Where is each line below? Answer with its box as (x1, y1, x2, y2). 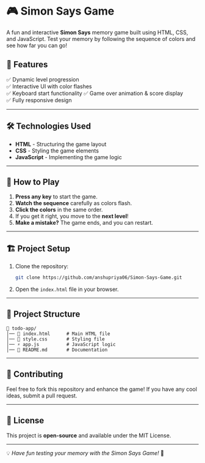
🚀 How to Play (6, 176, 60, 187)
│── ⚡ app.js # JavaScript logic (6, 341, 116, 347)
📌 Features (6, 59, 48, 70)
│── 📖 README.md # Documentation (6, 347, 108, 353)
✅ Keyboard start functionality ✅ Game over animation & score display (6, 89, 184, 97)
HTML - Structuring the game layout (15, 140, 107, 148)
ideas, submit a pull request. (6, 392, 77, 399)
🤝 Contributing (6, 369, 63, 380)
